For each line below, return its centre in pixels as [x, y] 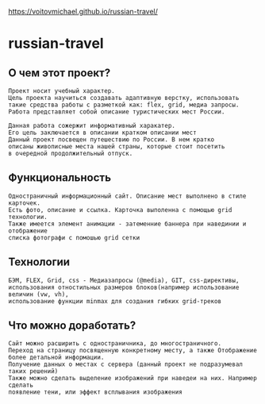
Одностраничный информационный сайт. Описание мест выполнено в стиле [127, 196]
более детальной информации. [56, 358]
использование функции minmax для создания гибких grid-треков [115, 301]
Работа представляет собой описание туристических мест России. [117, 112]
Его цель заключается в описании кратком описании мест [102, 133]
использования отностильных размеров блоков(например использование [124, 287]
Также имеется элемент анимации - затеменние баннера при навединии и [127, 224]
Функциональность [60, 178]
